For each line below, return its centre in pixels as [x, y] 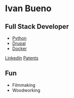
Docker [19, 49]
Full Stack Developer [37, 27]
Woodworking [26, 90]
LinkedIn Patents [22, 58]
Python [19, 38]
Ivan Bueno [28, 9]
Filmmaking [24, 85]
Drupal [19, 43]
